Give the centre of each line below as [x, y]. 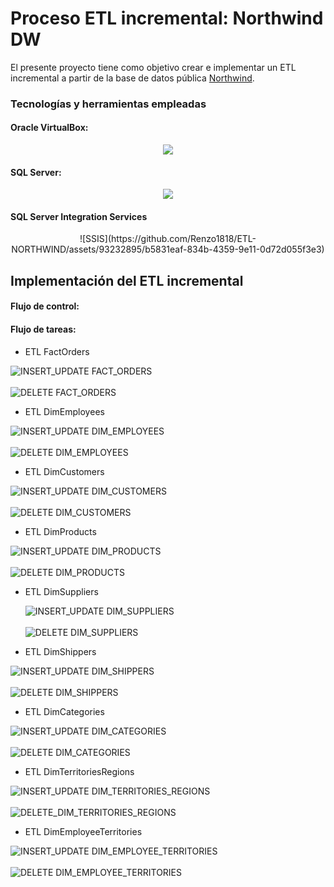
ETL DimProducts [60, 531]
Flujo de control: [45, 306]
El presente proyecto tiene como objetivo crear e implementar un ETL [153, 67]
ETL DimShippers [60, 651]
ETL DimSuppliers [61, 591]
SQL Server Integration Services [79, 216]
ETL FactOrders [57, 351]
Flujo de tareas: [43, 329]
